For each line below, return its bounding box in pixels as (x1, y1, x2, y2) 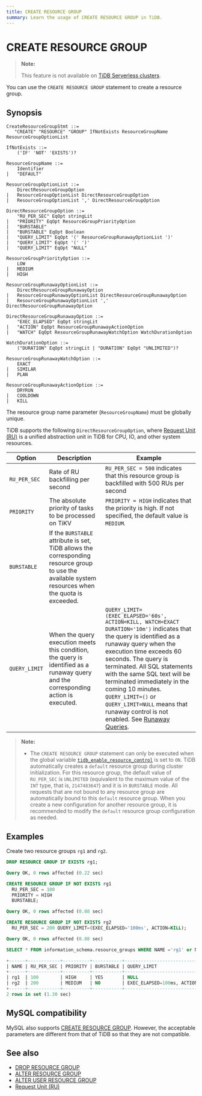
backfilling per (49, 475, 90, 484)
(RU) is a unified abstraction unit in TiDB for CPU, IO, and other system (6, 433, 181, 440)
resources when (49, 581, 95, 590)
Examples (6, 831, 44, 841)
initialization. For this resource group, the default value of (29, 769, 172, 776)
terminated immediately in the (105, 677, 189, 686)
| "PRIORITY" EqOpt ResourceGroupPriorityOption (6, 218, 136, 225)
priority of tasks (49, 504, 94, 513)
